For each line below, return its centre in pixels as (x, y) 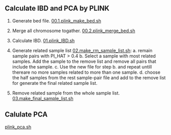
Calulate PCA (26, 115)
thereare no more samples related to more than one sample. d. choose (86, 72)
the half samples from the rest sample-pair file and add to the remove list (89, 77)
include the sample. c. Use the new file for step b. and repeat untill (82, 66)
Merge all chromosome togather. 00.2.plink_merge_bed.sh (74, 31)
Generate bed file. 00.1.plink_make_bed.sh (57, 20)
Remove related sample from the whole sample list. (66, 93)
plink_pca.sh (18, 127)
